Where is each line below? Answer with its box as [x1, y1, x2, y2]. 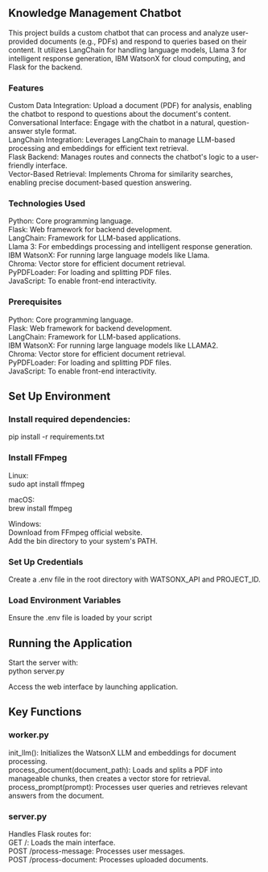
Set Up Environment [8, 390, 111, 403]
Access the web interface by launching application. [8, 682, 179, 692]
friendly [8, 161, 35, 170]
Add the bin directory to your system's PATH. [8, 536, 159, 545]
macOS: [8, 494, 35, 504]
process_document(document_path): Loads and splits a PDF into [8, 765, 223, 774]
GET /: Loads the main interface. [8, 838, 116, 848]
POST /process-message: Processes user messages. [8, 846, 185, 856]
